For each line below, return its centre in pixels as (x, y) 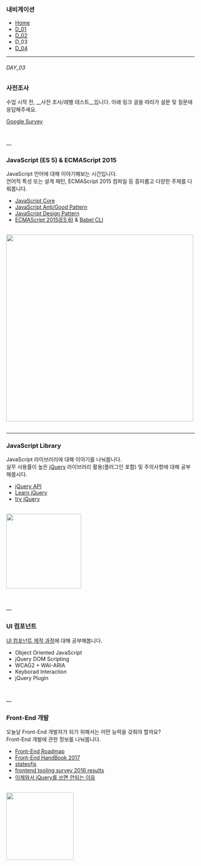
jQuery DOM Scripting (42, 658)
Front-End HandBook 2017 (47, 758)
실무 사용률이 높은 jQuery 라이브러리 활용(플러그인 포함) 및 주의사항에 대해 (93, 467)
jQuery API (28, 486)
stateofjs (26, 764)
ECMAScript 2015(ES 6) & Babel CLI (59, 220)
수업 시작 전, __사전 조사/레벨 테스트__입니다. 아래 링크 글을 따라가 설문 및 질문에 (100, 102)
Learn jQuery (31, 493)
